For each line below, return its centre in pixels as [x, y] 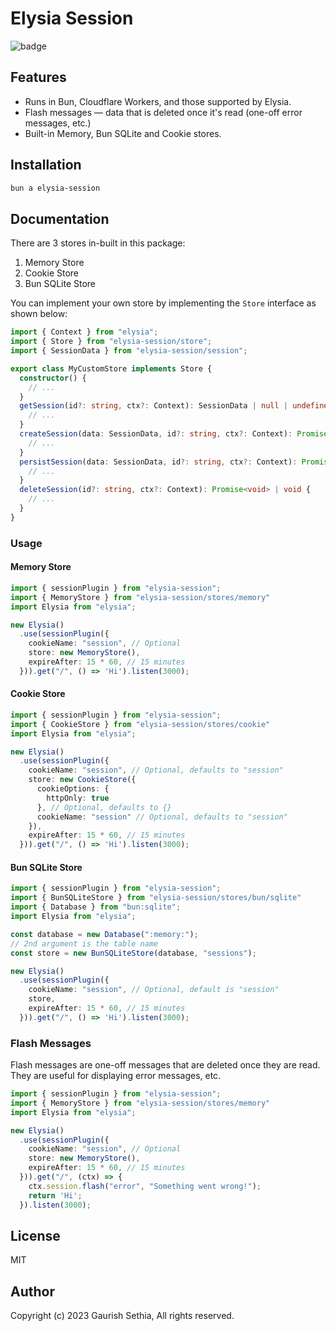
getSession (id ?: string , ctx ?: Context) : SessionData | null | [154, 406]
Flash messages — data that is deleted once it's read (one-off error [163, 112]
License [35, 1235]
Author [32, 1291]
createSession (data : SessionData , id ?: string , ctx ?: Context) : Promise [174, 434]
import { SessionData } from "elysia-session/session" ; [129, 351]
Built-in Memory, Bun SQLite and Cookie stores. [123, 133]
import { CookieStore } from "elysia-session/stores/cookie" [140, 724]
